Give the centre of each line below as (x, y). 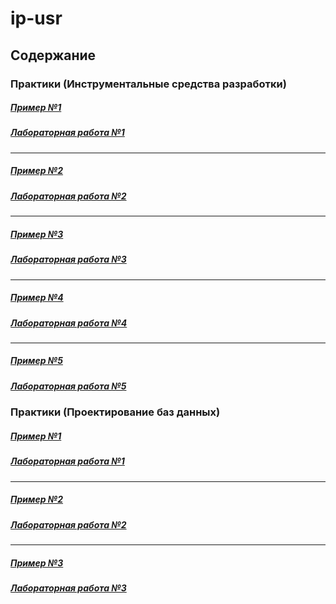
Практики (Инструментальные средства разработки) (148, 84)
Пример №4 (37, 298)
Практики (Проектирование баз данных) (115, 412)
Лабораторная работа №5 (68, 386)
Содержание (53, 55)
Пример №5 (36, 361)
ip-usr (36, 18)
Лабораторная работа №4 (69, 323)
